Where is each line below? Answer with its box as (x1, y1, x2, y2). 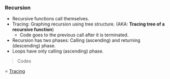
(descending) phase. (12, 43, 56, 49)
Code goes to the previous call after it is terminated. (19, 32, 129, 38)
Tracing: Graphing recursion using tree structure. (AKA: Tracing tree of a (12, 21, 165, 27)
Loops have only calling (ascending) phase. (12, 48, 104, 55)
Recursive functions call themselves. (12, 16, 90, 22)
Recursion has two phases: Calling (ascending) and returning (12, 37, 140, 43)
